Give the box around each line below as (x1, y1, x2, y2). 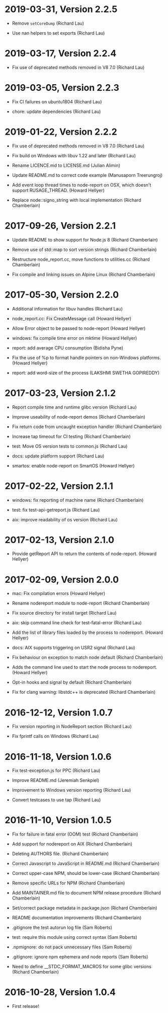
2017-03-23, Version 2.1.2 (5, 387, 116, 399)
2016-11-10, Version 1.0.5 (5, 814, 112, 826)
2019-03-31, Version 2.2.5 (5, 4, 118, 15)
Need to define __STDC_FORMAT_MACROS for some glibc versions (12, 964, 152, 970)
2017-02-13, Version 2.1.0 (5, 534, 114, 546)
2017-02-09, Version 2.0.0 (5, 574, 119, 585)
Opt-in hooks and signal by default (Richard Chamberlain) (12, 679, 132, 685)
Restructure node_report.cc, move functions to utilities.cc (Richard (12, 256, 150, 262)
